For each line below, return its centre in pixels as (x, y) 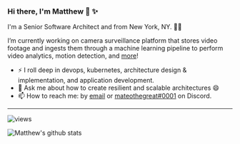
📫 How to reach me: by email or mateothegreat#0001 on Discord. (115, 96)
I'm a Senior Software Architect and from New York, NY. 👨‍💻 (95, 27)
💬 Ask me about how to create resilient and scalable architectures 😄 (119, 88)
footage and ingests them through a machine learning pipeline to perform (115, 48)
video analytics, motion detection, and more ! (73, 56)
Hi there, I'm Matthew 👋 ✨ (53, 11)
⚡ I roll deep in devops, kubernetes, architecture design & (102, 70)
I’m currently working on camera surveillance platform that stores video (112, 41)
